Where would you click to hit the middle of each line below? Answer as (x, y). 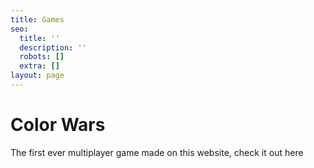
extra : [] (39, 66)
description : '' (53, 47)
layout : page (37, 76)
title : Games (37, 19)
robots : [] (42, 57)
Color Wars (58, 125)
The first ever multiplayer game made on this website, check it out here (157, 152)
